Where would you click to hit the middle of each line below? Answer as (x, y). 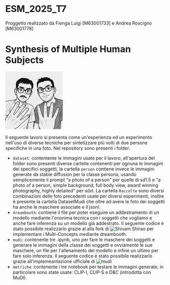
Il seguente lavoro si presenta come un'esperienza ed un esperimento (79, 137)
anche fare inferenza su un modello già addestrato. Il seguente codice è (88, 223)
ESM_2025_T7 (36, 9)
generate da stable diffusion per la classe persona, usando (75, 174)
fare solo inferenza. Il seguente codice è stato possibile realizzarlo (82, 256)
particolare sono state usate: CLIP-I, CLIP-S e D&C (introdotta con (82, 272)
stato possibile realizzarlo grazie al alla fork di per (83, 229)
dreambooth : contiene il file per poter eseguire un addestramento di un (86, 212)
